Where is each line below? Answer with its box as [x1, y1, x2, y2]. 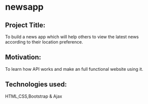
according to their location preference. [5, 39, 84, 45]
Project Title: [5, 21, 46, 29]
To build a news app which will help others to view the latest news [5, 34, 139, 40]
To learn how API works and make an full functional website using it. [5, 66, 144, 72]
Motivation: [5, 53, 41, 62]
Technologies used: [5, 80, 67, 89]
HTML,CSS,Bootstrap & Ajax [5, 93, 62, 99]
